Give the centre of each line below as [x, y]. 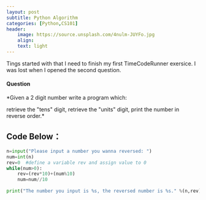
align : [26, 40]
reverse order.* [25, 116]
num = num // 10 [32, 180]
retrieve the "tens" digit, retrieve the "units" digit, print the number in [93, 109]
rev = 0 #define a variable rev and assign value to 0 [77, 163]
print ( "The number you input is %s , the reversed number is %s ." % [94, 191]
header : [16, 29]
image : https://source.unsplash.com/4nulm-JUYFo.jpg [86, 35]
